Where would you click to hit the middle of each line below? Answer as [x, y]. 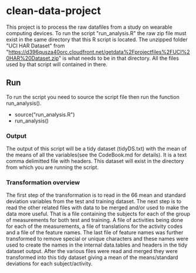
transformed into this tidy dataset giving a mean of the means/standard [92, 257]
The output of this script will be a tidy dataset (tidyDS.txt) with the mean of [96, 149]
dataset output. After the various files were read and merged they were [92, 251]
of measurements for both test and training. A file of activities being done [95, 220]
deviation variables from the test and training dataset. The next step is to [94, 202]
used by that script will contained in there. [57, 64]
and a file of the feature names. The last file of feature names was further [95, 233]
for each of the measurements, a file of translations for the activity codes [94, 226]
